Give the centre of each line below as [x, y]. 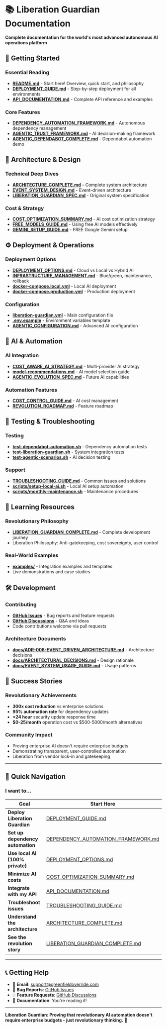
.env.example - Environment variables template [61, 320]
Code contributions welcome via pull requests [59, 626]
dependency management [39, 128]
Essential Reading [27, 73]
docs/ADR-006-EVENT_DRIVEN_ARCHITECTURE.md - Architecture [83, 649]
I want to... [18, 791]
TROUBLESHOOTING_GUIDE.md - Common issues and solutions [79, 481]
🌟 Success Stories [34, 681]
